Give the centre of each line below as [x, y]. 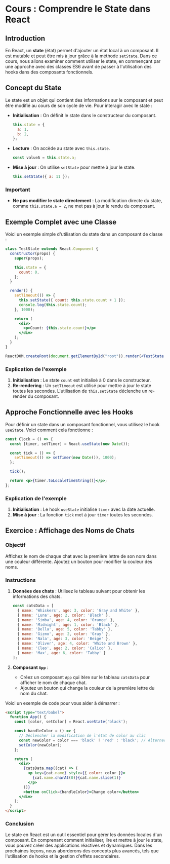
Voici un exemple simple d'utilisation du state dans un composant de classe [84, 234]
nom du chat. [34, 693]
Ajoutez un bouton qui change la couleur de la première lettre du [87, 688]
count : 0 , [29, 272]
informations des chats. [37, 596]
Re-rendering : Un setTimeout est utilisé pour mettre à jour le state [82, 385]
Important [18, 190]
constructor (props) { [33, 254]
